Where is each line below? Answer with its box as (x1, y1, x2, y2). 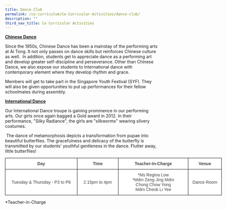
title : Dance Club (5, 7, 42, 12)
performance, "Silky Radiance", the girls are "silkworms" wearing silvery (5, 118, 150, 124)
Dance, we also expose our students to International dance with (5, 64, 133, 70)
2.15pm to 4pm (83, 179, 112, 185)
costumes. (5, 123, 26, 129)
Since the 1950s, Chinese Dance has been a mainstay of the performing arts (5, 43, 158, 49)
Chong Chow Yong (135, 182, 171, 188)
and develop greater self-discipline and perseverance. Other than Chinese (5, 59, 154, 65)
